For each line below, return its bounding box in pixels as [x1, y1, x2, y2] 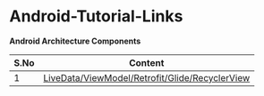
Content [128, 56, 165, 68]
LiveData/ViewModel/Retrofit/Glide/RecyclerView [43, 71, 251, 84]
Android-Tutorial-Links [9, 6, 183, 27]
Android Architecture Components [9, 36, 141, 46]
